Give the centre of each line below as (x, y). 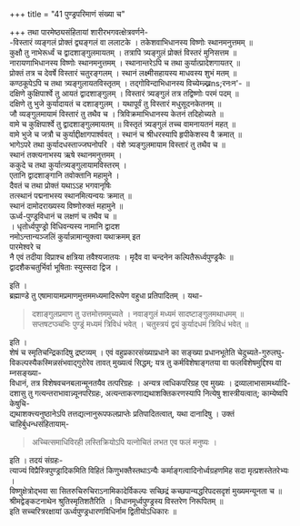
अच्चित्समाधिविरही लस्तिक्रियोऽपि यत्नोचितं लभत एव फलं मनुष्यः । (124, 442)
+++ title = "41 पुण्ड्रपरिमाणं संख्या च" (67, 14)
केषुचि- (20, 403)
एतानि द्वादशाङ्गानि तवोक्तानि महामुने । (65, 175)
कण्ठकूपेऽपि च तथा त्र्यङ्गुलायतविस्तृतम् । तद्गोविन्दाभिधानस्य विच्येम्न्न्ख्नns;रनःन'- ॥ (130, 83)
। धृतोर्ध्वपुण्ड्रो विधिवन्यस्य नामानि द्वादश (65, 226)
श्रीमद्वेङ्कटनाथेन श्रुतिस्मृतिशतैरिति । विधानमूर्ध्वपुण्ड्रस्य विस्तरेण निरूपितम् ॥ (116, 501)
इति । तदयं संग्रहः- (36, 460)
